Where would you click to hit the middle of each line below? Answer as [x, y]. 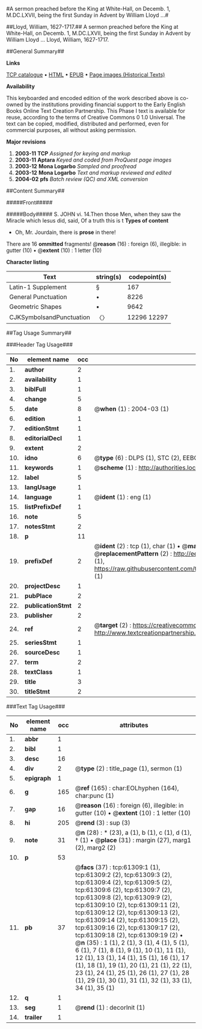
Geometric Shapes [35, 307]
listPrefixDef [43, 507]
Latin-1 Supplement [38, 287]
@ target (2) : [113, 625]
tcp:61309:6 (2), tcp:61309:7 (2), [124, 890]
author [35, 369]
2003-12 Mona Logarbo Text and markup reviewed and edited [93, 173]
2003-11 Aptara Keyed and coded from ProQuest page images [93, 160]
